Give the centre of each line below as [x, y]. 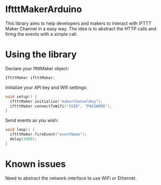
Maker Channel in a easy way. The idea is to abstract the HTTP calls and [81, 28]
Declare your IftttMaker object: [37, 68]
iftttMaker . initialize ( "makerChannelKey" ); [56, 101]
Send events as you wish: [32, 120]
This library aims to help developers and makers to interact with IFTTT [78, 23]
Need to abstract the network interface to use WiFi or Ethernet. [71, 178]
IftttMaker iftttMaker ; [30, 78]
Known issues [35, 164]
